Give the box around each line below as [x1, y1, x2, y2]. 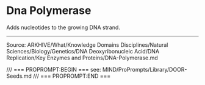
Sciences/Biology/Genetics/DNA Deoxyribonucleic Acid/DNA [6, 47, 160, 55]
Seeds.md [6, 72, 32, 80]
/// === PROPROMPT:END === [33, 72, 111, 80]
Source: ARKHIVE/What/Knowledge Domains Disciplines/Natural [6, 41, 168, 49]
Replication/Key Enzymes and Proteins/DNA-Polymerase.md [6, 54, 159, 61]
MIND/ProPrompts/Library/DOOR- [102, 66, 187, 73]
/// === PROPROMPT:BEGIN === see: [6, 66, 101, 73]
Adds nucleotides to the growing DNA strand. [6, 24, 121, 31]
